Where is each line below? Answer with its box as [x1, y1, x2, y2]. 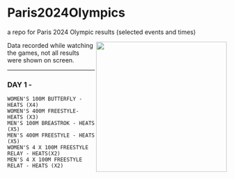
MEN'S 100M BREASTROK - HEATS [7, 120, 95, 127]
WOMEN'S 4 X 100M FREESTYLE [7, 144, 89, 151]
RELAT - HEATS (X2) [7, 162, 64, 169]
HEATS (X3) [7, 114, 39, 121]
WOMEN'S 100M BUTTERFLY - [7, 96, 82, 103]
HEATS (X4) [7, 102, 39, 109]
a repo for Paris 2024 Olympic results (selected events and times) [7, 28, 196, 36]
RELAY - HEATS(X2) [7, 151, 61, 157]
